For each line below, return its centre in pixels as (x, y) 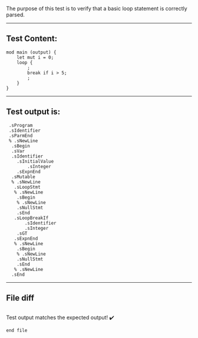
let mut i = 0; (35, 57)
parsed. (15, 15)
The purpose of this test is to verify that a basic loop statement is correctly (97, 9)
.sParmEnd (21, 135)
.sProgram (21, 125)
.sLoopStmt (27, 187)
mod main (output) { (32, 52)
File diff (20, 298)
